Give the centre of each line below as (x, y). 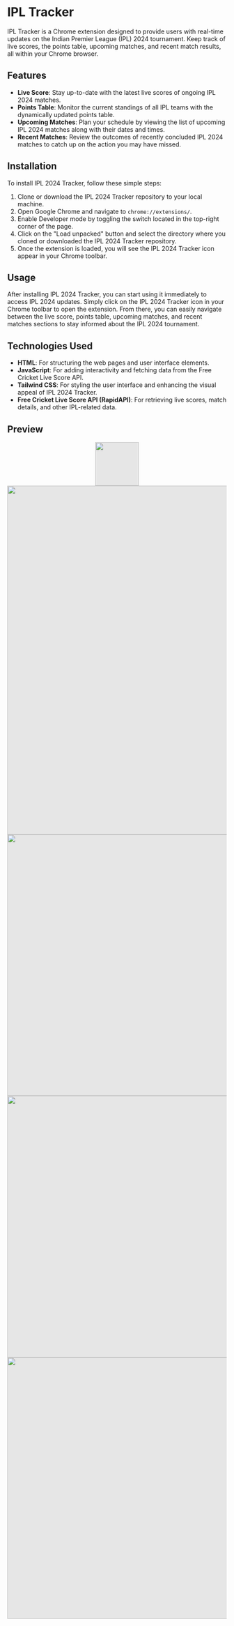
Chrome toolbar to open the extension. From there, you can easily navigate (115, 309)
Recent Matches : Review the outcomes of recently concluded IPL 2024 (120, 137)
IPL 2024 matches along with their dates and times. (91, 129)
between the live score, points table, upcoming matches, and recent (105, 317)
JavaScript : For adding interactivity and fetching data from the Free (115, 370)
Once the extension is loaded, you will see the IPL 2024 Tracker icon (116, 248)
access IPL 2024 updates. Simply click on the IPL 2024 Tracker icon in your (116, 302)
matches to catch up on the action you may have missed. (99, 144)
